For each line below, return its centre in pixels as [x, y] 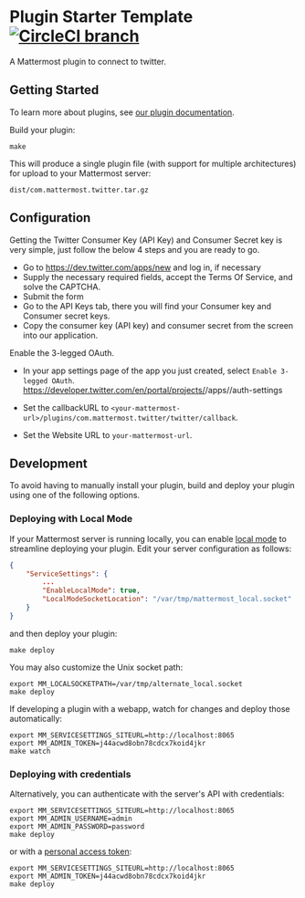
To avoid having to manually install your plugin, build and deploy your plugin [152, 486]
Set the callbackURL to [66, 407]
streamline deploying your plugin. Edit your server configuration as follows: [151, 548]
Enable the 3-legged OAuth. [62, 352]
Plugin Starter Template [101, 17]
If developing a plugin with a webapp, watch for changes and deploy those [150, 708]
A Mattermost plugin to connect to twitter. [88, 61]
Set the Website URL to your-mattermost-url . [107, 434]
